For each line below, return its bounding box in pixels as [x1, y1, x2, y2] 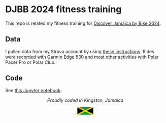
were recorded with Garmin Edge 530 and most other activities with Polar [5, 54, 159, 60]
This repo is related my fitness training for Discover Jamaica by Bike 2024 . [5, 20, 161, 26]
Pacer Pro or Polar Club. [5, 59, 56, 65]
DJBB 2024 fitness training [5, 4, 122, 15]
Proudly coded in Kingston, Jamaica [47, 97, 123, 103]
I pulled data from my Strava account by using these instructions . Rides [5, 48, 155, 54]
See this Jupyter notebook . [5, 87, 62, 93]
